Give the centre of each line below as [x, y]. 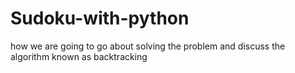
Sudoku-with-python [100, 18]
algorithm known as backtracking [79, 56]
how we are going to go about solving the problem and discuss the [148, 46]
